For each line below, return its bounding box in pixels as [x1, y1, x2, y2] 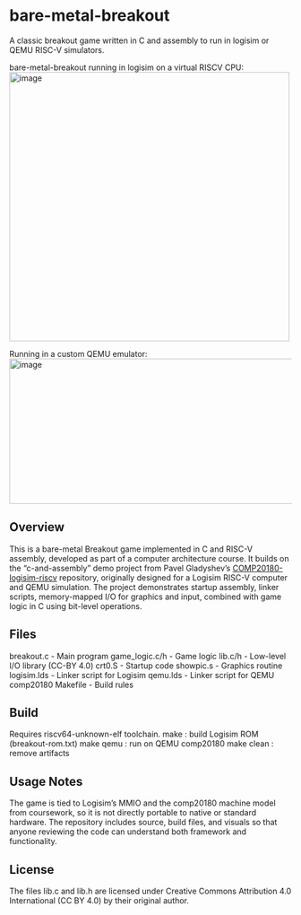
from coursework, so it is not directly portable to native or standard [9, 807, 257, 818]
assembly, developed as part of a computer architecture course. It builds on [9, 553, 289, 563]
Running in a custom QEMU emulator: [9, 348, 148, 359]
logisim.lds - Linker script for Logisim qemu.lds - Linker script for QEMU [9, 669, 275, 680]
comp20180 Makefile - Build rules [9, 679, 134, 690]
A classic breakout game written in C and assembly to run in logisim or [9, 35, 270, 46]
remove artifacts [9, 748, 70, 759]
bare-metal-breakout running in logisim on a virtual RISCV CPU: [9, 62, 245, 73]
